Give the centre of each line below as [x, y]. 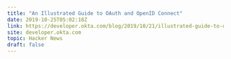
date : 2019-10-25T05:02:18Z [47, 20]
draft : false [26, 45]
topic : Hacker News [35, 39]
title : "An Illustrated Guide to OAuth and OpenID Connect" [95, 13]
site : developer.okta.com [44, 32]
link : [15, 26]
